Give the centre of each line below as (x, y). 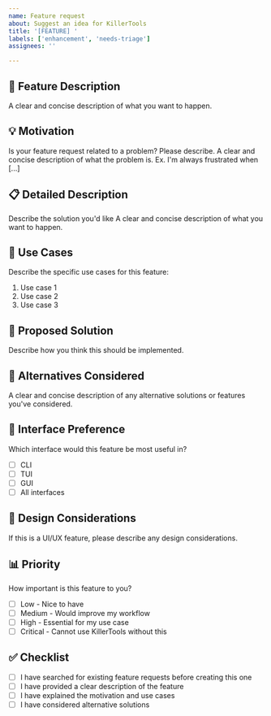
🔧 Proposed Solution (61, 330)
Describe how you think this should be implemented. (96, 350)
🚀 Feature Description (65, 86)
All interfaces (42, 492)
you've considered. (41, 404)
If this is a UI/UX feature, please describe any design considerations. (123, 538)
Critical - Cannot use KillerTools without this (94, 631)
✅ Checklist (39, 658)
